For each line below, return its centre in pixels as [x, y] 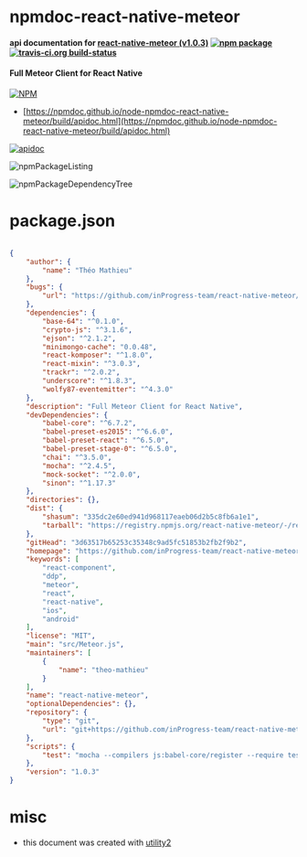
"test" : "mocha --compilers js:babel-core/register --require [163, 755]
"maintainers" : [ [59, 653]
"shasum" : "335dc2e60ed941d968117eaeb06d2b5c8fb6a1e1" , [151, 517]
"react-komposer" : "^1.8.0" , [98, 355]
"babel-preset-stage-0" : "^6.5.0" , [110, 449]
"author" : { [48, 262]
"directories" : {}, [63, 500]
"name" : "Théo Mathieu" [87, 270]
